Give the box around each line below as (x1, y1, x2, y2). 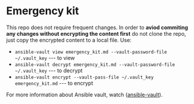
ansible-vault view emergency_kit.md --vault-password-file (14, 49, 167, 55)
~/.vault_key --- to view (14, 54, 76, 61)
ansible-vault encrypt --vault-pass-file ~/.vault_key (14, 74, 154, 80)
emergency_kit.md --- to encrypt (14, 79, 93, 87)
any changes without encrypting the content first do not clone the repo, (6, 30, 186, 37)
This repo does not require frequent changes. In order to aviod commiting (6, 24, 189, 31)
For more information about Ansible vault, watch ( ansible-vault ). (6, 91, 163, 98)
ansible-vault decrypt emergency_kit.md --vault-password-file (14, 61, 176, 68)
